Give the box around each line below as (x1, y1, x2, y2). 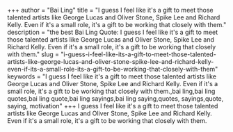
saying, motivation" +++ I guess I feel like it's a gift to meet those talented (7, 102, 218, 110)
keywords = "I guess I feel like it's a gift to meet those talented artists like (7, 72, 217, 81)
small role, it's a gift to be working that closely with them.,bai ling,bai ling (7, 87, 216, 95)
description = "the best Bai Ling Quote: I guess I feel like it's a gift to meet (7, 28, 218, 36)
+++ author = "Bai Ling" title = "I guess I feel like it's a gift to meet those (7, 6, 214, 14)
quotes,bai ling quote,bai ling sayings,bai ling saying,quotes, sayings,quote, (7, 94, 224, 103)
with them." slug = (7, 50, 60, 58)
